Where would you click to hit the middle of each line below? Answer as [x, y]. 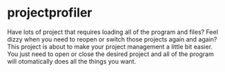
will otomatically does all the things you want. [72, 61]
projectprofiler [50, 13]
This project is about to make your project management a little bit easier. [110, 46]
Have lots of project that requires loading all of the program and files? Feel [113, 32]
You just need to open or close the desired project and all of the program [110, 54]
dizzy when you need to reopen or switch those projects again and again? [112, 39]
